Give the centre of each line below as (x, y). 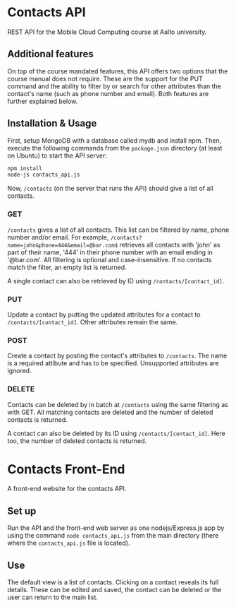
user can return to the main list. (53, 597)
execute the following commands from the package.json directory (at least (115, 148)
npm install (25, 168)
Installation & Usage (52, 123)
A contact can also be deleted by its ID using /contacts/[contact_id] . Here (116, 433)
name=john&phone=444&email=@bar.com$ (63, 245)
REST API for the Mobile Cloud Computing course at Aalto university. (107, 32)
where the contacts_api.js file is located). (69, 543)
